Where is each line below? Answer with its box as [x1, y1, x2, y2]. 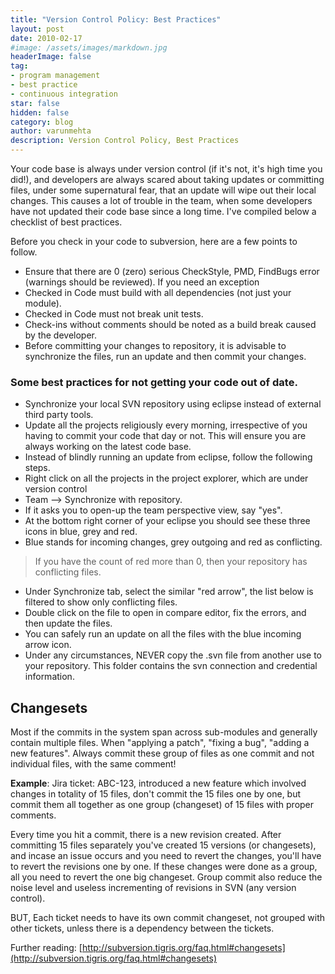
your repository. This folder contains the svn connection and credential [24, 660, 318, 672]
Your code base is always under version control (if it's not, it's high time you [10, 163, 323, 175]
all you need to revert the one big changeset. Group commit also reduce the [10, 871, 323, 883]
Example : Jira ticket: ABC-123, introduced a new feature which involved [10, 777, 307, 790]
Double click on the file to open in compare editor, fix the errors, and [24, 607, 307, 619]
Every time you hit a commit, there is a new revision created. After [10, 829, 282, 841]
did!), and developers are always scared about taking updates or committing [10, 174, 325, 185]
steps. [24, 462, 51, 474]
